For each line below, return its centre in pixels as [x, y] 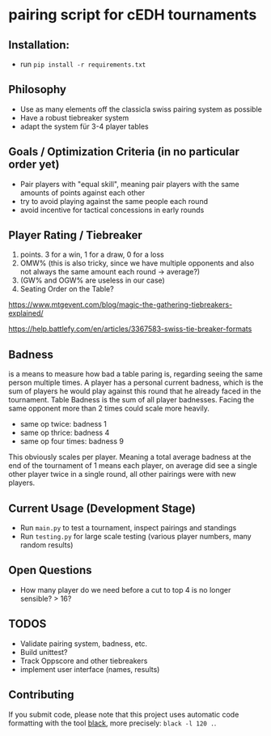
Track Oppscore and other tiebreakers [84, 661]
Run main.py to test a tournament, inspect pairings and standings [128, 528]
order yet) [34, 165]
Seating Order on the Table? [67, 289]
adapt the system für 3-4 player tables [84, 126]
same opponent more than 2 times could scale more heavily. [109, 408]
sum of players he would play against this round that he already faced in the [135, 391]
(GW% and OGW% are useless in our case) [93, 280]
